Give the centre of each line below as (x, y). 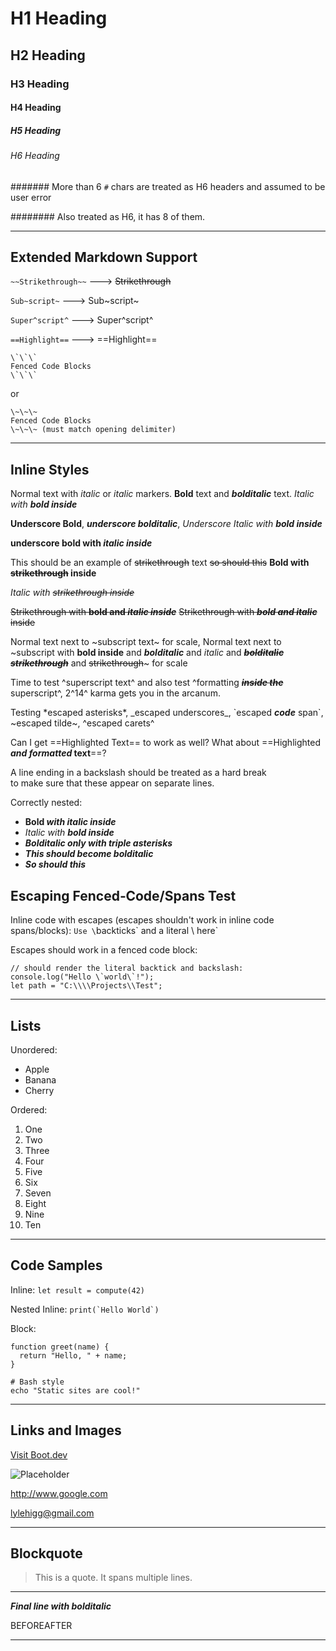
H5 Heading (36, 130)
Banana (40, 1079)
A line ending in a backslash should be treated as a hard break (138, 773)
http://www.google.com (59, 1493)
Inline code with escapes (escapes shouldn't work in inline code (142, 920)
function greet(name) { (60, 1347)
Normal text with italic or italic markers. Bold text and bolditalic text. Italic (162, 494)
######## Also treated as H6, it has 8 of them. (108, 216)
